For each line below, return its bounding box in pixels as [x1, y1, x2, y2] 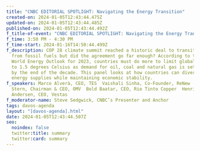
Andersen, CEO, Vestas [11, 92, 68, 97]
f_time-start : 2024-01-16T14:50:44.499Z [6, 42, 108, 48]
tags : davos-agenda [6, 102, 55, 109]
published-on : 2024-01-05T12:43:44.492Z [6, 25, 108, 32]
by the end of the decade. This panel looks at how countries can [11, 70, 180, 75]
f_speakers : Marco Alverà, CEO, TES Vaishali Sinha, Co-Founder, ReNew [6, 81, 190, 87]
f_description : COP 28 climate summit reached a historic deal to [6, 48, 174, 54]
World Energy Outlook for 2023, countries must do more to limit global [11, 58, 196, 64]
